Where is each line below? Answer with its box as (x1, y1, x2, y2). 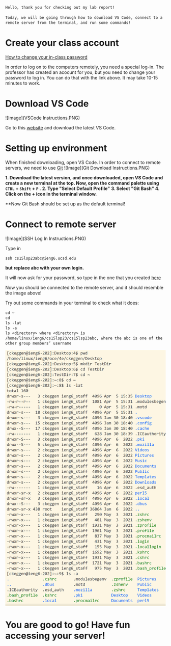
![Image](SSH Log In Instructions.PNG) (5, 235, 87, 241)
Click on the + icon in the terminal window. (5, 191, 97, 197)
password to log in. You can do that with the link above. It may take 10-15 (5, 74, 158, 80)
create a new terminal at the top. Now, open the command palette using (5, 180, 159, 186)
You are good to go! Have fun (5, 619, 131, 631)
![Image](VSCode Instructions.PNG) (5, 115, 80, 121)
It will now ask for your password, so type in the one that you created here (5, 275, 161, 281)
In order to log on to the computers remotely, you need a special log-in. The (5, 64, 164, 70)
